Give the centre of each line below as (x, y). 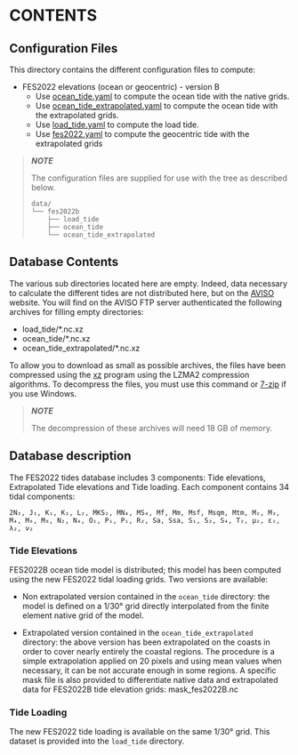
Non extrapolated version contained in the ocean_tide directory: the (146, 596)
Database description (70, 456)
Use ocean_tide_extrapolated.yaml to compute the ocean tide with (157, 106)
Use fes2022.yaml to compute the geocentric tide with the (142, 134)
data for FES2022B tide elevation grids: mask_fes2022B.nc (130, 689)
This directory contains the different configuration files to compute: (133, 69)
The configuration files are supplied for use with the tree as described (159, 178)
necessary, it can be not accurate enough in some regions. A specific (149, 670)
